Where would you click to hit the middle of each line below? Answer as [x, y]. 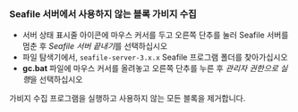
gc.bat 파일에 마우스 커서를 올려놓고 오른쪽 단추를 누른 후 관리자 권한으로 [150, 68]
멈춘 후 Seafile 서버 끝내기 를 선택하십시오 [95, 46]
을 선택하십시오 [56, 80]
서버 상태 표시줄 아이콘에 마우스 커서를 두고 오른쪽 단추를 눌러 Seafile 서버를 [155, 35]
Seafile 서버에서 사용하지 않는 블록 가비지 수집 [103, 13]
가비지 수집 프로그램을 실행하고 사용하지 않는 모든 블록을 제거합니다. [128, 99]
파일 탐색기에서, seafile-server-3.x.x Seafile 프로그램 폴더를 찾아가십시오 [155, 57]
